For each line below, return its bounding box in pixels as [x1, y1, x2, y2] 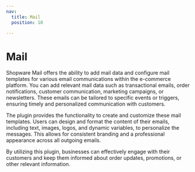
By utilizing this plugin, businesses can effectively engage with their [6, 148, 170, 156]
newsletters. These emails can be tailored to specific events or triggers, [6, 95, 180, 102]
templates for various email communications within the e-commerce [6, 76, 172, 83]
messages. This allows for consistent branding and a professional [6, 130, 165, 138]
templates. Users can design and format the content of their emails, [6, 118, 170, 125]
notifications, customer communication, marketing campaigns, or [6, 88, 164, 95]
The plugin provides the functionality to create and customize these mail [6, 112, 181, 119]
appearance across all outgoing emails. [6, 137, 102, 144]
